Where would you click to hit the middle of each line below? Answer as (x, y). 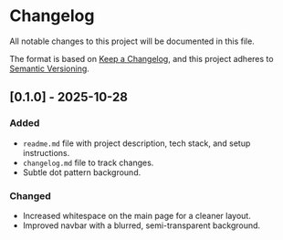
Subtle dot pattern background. (82, 172)
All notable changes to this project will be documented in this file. (132, 41)
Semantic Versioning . (49, 68)
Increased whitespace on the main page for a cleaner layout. (136, 215)
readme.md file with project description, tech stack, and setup (136, 143)
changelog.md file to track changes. (88, 162)
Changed (31, 195)
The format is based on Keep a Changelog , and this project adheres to (141, 58)
